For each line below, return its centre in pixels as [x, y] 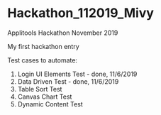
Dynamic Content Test [50, 104]
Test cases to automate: [43, 60]
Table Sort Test [40, 89]
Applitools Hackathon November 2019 [63, 33]
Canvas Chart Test [45, 97]
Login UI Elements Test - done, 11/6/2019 [77, 74]
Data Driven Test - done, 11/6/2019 [68, 81]
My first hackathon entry [43, 46]
